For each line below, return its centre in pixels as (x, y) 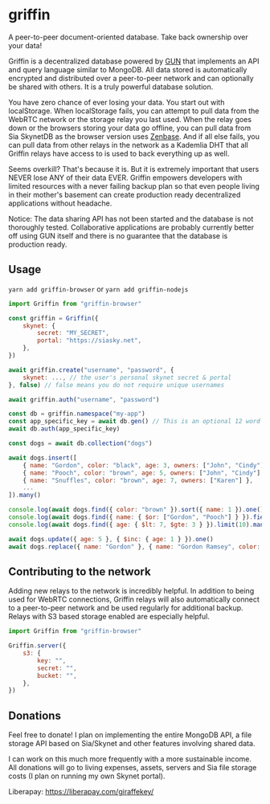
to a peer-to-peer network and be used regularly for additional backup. (126, 608)
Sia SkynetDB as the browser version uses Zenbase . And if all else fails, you (134, 136)
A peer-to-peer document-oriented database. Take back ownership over (129, 37)
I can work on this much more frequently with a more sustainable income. (130, 759)
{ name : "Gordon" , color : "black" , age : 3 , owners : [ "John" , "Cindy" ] (143, 465)
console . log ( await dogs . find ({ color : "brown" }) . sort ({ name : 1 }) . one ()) (138, 510)
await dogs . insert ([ (43, 458)
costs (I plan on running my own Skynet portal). (87, 776)
